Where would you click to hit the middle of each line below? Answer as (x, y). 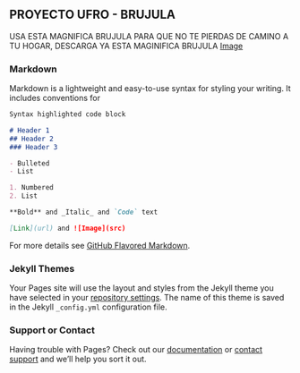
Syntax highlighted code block (68, 114)
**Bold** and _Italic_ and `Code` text (84, 212)
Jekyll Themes (42, 268)
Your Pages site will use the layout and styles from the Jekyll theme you (142, 288)
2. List (24, 196)
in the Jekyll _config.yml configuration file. (88, 307)
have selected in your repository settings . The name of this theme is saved (147, 298)
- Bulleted (30, 163)
